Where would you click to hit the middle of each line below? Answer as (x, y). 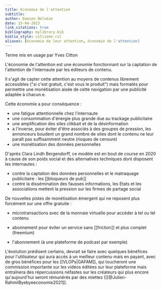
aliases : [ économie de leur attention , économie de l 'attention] (72, 41)
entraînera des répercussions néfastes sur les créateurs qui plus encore (77, 272)
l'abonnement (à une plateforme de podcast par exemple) (70, 242)
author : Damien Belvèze (29, 18)
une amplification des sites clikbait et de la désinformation (70, 123)
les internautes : (21, 164)
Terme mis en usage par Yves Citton (41, 55)
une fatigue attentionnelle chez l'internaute (55, 113)
